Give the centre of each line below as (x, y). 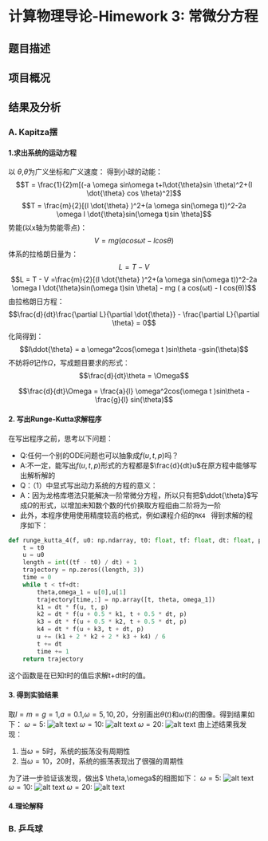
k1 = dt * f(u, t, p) (73, 607)
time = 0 (37, 578)
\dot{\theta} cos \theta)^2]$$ (134, 193)
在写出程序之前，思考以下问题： (61, 438)
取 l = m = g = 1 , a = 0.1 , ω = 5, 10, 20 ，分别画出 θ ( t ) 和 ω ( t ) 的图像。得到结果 (128, 714)
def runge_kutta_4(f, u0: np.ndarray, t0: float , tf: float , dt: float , (132, 540)
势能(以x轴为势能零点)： (48, 227)
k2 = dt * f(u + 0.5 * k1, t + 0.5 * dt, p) (112, 614)
